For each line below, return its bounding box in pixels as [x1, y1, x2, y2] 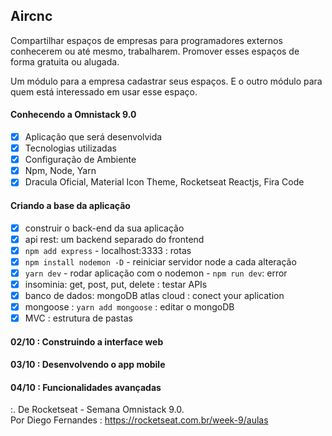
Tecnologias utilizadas [24, 142, 117, 154]
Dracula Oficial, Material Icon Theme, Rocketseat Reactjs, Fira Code [24, 176, 305, 188]
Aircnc [10, 8, 53, 25]
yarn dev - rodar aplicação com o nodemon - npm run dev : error [24, 267, 288, 279]
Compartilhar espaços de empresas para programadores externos [10, 34, 283, 46]
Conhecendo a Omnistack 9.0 [10, 109, 137, 121]
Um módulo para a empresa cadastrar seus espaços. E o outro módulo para [10, 75, 323, 87]
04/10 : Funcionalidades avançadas [10, 381, 162, 393]
